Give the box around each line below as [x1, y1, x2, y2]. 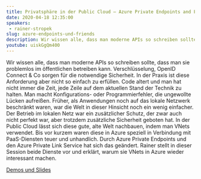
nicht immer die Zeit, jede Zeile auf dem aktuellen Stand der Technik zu [6, 84, 182, 91]
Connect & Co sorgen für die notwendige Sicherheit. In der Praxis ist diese [6, 71, 190, 79]
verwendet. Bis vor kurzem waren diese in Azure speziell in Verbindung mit [6, 129, 191, 136]
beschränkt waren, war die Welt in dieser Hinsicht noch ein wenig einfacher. [6, 103, 194, 111]
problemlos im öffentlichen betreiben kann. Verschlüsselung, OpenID [6, 65, 176, 72]
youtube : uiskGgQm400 [6, 43, 60, 49]
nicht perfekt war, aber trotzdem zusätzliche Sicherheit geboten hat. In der [6, 116, 190, 123]
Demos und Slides [6, 166, 51, 173]
